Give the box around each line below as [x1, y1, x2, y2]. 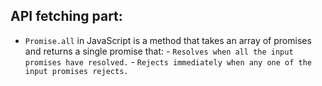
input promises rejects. [24, 66, 129, 76]
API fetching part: [10, 8, 123, 25]
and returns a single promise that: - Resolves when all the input [24, 45, 294, 57]
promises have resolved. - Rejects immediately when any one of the [24, 55, 312, 68]
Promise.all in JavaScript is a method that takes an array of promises [24, 34, 312, 46]
